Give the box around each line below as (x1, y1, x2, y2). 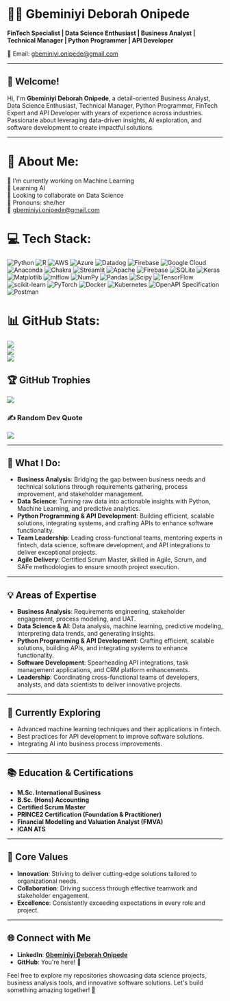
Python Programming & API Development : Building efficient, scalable (16, 511, 214, 520)
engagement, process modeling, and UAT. (16, 614, 136, 623)
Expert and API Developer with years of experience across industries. (7, 108, 203, 117)
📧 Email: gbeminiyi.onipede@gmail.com (7, 49, 118, 58)
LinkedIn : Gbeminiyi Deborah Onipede (16, 950, 128, 958)
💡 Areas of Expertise (7, 589, 97, 601)
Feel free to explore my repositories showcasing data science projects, (7, 971, 207, 979)
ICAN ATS (16, 825, 46, 833)
